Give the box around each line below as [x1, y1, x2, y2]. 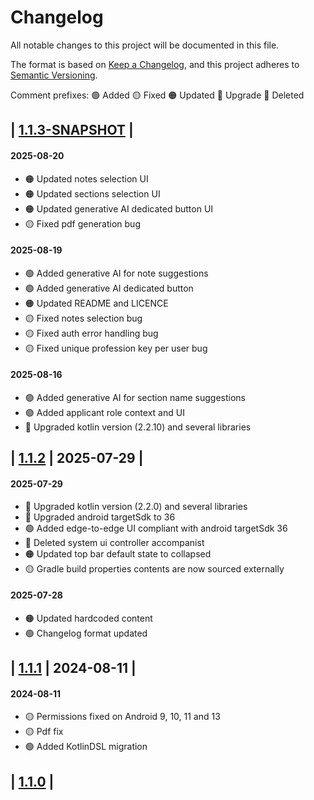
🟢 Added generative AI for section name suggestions [24, 391, 246, 403]
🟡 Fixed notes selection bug [24, 312, 143, 324]
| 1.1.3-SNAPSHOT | [10, 122, 134, 139]
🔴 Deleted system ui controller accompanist [24, 536, 205, 548]
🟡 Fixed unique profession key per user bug [24, 342, 208, 354]
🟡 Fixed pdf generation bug [24, 217, 141, 230]
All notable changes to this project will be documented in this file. [10, 39, 280, 51]
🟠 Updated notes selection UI [24, 172, 149, 185]
